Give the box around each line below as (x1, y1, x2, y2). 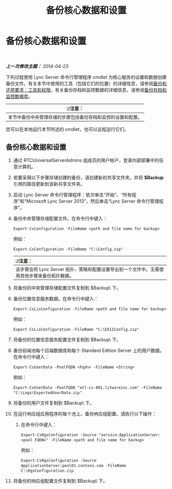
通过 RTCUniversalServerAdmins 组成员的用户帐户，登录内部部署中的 (13, 157, 159, 163)
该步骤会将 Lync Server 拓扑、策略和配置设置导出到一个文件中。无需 (15, 266, 160, 272)
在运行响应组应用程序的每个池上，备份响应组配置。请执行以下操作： (13, 411, 157, 417)
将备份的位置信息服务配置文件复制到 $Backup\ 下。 (13, 337, 121, 343)
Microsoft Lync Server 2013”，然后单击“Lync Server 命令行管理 (26, 198, 159, 204)
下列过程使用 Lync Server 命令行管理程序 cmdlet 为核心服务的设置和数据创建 (6, 74, 167, 80)
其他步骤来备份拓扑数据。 (20, 272, 74, 279)
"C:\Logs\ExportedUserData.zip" (13, 390, 82, 395)
